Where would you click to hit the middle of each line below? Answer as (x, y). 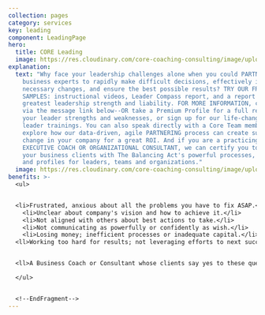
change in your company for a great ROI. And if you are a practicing (141, 140)
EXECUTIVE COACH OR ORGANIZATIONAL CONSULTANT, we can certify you (135, 148)
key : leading (30, 30)
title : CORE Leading (49, 52)
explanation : (30, 67)
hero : (17, 45)
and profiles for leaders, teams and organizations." (112, 163)
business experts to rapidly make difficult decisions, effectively (137, 81)
